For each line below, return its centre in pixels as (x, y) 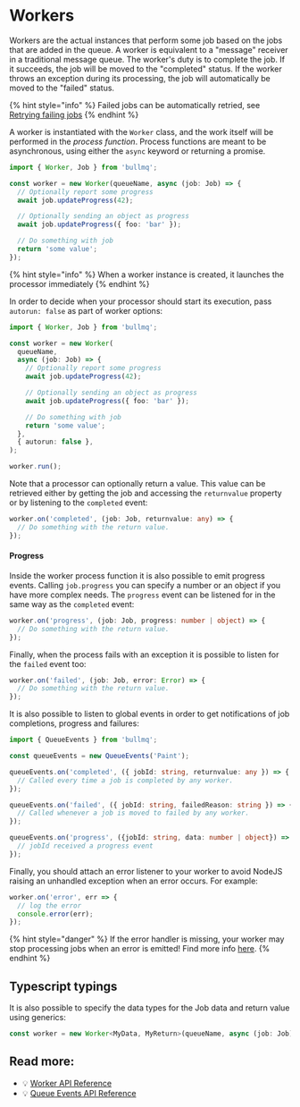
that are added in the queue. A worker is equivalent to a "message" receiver (149, 49)
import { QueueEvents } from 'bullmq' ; (83, 740)
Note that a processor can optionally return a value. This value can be (137, 484)
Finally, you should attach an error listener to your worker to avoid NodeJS (146, 871)
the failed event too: (48, 663)
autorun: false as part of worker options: (86, 310)
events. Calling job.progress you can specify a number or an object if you (145, 585)
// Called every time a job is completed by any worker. (125, 780)
